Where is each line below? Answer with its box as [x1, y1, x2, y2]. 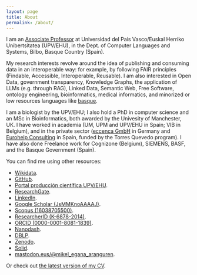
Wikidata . [14, 169, 38, 176]
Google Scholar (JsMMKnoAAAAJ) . [14, 201, 101, 208]
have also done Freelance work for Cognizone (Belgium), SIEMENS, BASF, [6, 140, 186, 148]
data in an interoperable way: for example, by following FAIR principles [6, 66, 176, 73]
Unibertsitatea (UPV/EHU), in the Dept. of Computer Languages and [6, 42, 171, 49]
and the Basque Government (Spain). [6, 146, 96, 153]
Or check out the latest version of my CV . [6, 262, 106, 269]
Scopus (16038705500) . [14, 207, 74, 214]
